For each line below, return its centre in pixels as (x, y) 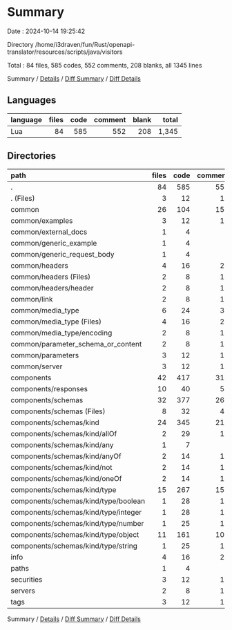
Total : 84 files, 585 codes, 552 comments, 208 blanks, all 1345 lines (105, 65)
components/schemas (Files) (58, 411)
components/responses (49, 388)
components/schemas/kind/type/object (75, 534)
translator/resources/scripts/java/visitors (65, 52)
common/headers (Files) (51, 277)
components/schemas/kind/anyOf (66, 456)
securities (27, 579)
